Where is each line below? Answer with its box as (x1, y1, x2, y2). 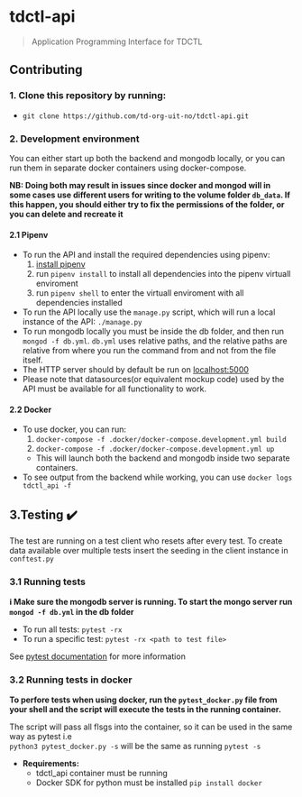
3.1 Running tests (9, 575, 87, 588)
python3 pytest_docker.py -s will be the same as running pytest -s (9, 740, 261, 751)
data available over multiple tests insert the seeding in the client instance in (9, 545, 288, 556)
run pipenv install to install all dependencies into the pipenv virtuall (35, 269, 291, 279)
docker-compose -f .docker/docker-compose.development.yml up (35, 444, 275, 454)
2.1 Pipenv (9, 229, 49, 240)
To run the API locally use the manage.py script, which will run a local (22, 307, 276, 317)
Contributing (9, 62, 83, 78)
